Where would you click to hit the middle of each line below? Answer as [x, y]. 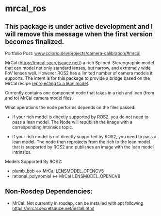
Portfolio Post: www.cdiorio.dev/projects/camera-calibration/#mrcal [73, 53]
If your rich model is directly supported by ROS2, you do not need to [80, 117]
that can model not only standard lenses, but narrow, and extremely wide [78, 68]
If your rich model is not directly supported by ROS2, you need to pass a [84, 136]
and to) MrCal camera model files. [39, 98]
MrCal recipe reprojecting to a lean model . [47, 83]
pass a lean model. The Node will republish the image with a [72, 122]
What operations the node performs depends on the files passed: [70, 107]
